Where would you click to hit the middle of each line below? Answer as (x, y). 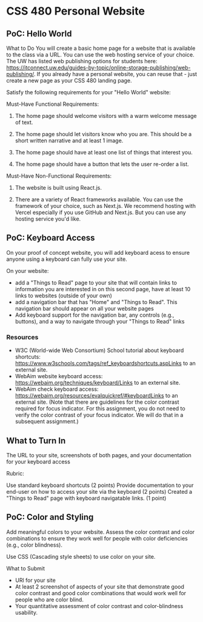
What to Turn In (36, 441)
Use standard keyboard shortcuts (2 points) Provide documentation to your (100, 485)
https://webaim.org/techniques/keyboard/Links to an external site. (98, 383)
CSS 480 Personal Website (76, 11)
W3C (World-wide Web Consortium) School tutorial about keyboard (99, 350)
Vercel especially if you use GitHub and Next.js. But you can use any (100, 212)
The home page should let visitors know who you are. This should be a (103, 134)
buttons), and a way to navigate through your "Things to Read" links (100, 321)
